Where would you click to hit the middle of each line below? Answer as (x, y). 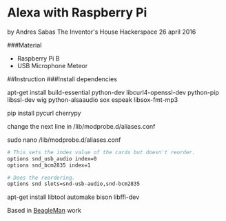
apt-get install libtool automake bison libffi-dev (73, 197)
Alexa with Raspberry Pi (77, 13)
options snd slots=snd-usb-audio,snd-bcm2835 (73, 184)
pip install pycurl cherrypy (44, 113)
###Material (24, 45)
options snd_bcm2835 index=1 (49, 165)
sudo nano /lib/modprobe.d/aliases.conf (64, 140)
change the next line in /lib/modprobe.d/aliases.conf (81, 126)
